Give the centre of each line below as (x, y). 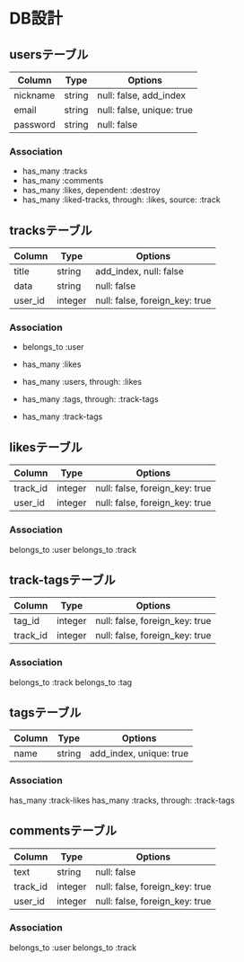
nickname (35, 95)
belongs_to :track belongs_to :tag (71, 682)
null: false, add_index (142, 95)
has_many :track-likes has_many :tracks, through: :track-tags (122, 800)
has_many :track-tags (62, 417)
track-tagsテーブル (63, 579)
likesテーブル (46, 447)
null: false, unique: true (145, 110)
